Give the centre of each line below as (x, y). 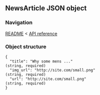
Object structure (26, 46)
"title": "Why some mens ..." (41, 61)
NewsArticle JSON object (46, 8)
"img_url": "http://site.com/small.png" (53, 70)
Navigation (19, 23)
